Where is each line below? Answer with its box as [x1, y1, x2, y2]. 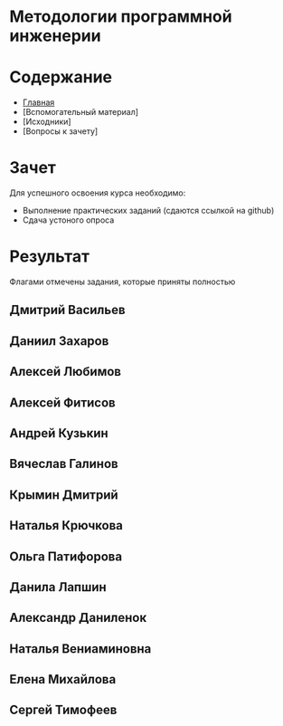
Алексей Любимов [9, 364, 122, 379]
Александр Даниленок [9, 610, 147, 626]
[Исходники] [22, 116, 71, 128]
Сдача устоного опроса [22, 215, 115, 225]
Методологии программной [9, 6, 232, 27]
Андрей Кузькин [9, 425, 108, 441]
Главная [22, 97, 55, 108]
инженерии [9, 25, 101, 46]
